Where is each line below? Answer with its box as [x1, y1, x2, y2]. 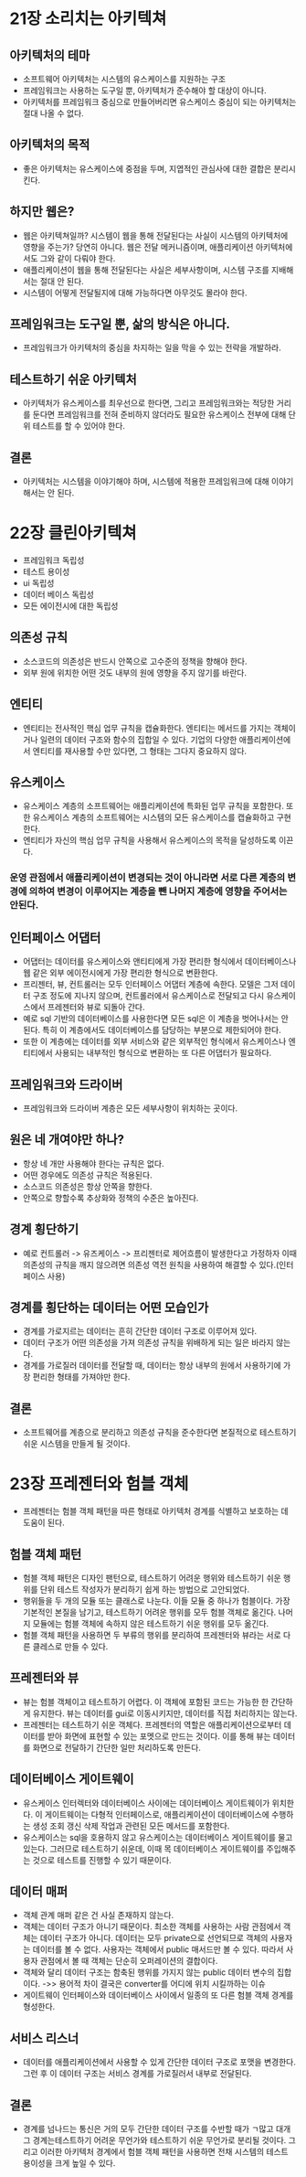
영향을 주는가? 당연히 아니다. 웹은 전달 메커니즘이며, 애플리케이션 [22, 241, 254, 252]
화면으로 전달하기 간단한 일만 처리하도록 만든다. [32, 1742, 201, 1753]
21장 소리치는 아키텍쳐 [9, 8, 167, 29]
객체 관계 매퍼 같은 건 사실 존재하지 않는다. [22, 1910, 174, 1921]
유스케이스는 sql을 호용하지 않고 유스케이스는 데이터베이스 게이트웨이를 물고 [22, 1831, 293, 1842]
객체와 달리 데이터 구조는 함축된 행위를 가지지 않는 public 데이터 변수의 [22, 1967, 276, 1978]
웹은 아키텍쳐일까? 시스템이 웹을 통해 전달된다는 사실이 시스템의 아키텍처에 [22, 229, 289, 240]
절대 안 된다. [39, 275, 84, 286]
